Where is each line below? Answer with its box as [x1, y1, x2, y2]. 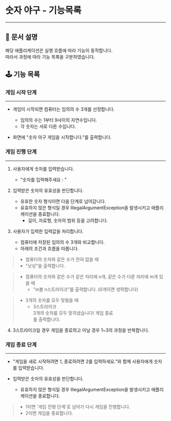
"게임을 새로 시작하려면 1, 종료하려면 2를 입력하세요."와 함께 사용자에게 [12, 358, 153, 365]
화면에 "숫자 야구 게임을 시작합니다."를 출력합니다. [12, 134, 112, 140]
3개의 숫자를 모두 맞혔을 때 [25, 297, 79, 303]
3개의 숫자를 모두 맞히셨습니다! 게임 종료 [33, 310, 113, 316]
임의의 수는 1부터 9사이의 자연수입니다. [20, 117, 97, 123]
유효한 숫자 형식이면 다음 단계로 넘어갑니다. [20, 198, 106, 204]
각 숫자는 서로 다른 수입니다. [20, 123, 76, 130]
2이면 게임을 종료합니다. [25, 410, 73, 416]
